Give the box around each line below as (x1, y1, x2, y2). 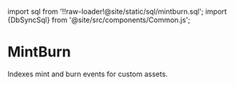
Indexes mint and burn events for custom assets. (7, 69, 169, 79)
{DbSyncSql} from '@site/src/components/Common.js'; (7, 15, 191, 25)
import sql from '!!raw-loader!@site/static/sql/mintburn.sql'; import (7, 7, 227, 16)
